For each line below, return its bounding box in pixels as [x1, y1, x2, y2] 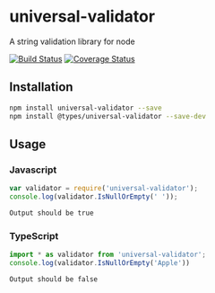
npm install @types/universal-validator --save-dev [9, 111, 206, 120]
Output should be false [9, 274, 99, 284]
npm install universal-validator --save [9, 103, 163, 112]
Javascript [9, 164, 57, 176]
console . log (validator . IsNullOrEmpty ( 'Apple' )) [9, 258, 191, 267]
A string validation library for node [9, 36, 136, 47]
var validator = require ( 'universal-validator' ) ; [9, 184, 199, 193]
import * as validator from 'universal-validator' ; [9, 250, 206, 260]
